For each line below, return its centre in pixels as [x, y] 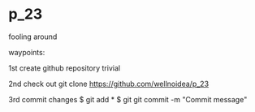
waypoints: [27, 52]
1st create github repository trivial [64, 68]
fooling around [33, 37]
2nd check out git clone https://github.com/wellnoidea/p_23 [109, 84]
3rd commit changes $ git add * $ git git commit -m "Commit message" [128, 99]
